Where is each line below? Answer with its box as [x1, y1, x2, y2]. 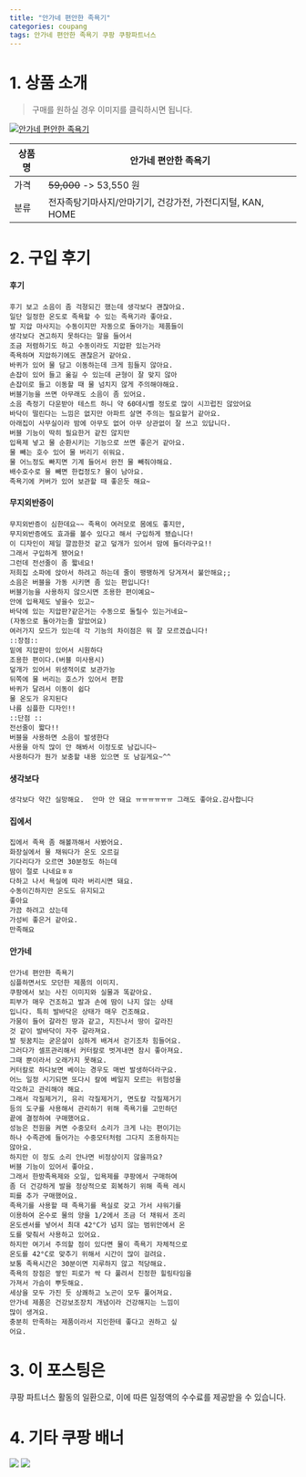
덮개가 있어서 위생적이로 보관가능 [9, 665, 116, 674]
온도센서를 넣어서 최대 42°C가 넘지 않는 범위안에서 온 [9, 1220, 186, 1230]
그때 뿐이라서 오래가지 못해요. [9, 1056, 107, 1065]
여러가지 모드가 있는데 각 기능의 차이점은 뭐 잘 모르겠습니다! [9, 626, 209, 635]
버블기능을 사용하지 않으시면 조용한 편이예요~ [9, 588, 155, 597]
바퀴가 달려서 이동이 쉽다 [9, 684, 91, 693]
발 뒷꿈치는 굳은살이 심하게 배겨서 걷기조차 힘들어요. [9, 1036, 182, 1045]
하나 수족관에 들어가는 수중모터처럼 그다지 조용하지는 [9, 1133, 180, 1142]
